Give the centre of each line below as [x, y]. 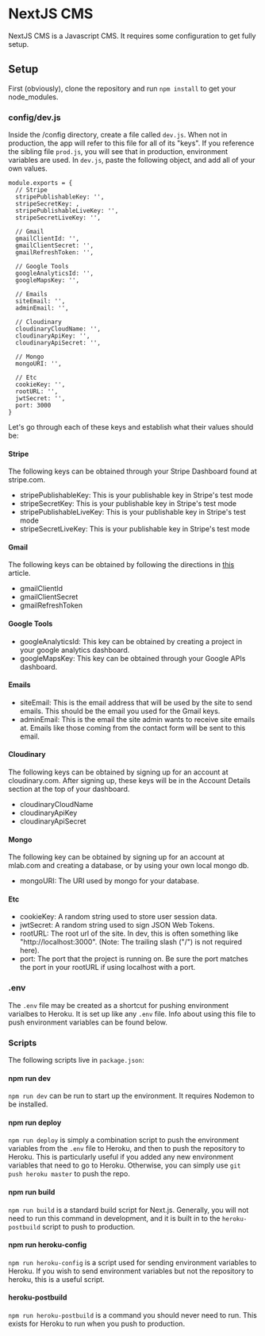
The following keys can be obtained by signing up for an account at [118, 772]
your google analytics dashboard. [75, 650]
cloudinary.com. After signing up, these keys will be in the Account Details [130, 781]
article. [19, 573]
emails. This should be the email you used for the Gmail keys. [120, 711]
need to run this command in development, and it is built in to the [114, 1218]
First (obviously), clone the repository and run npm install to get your [122, 88]
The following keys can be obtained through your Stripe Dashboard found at [132, 471]
